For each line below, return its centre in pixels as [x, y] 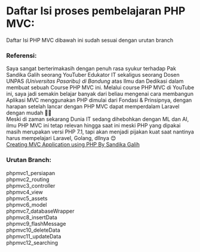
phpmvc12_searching [32, 242]
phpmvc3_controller [31, 185]
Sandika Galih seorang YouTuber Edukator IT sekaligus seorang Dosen [93, 75]
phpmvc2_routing [28, 179]
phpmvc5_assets [27, 198]
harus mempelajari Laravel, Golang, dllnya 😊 [61, 138]
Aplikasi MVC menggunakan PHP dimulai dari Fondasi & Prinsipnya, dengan [99, 100]
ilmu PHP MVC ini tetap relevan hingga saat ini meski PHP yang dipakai [93, 126]
